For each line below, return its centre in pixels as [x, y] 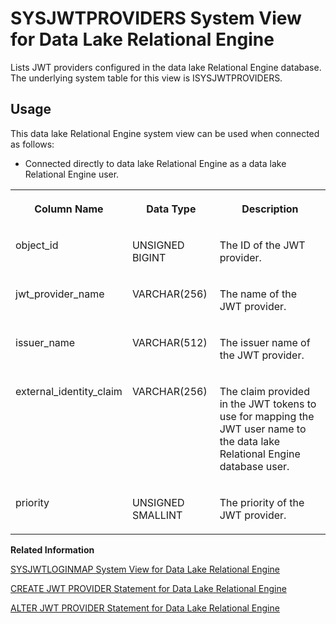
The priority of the [262, 502]
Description [270, 209]
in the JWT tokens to [268, 404]
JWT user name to [263, 429]
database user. [254, 466]
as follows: [32, 144]
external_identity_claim [69, 391]
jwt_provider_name [60, 294]
